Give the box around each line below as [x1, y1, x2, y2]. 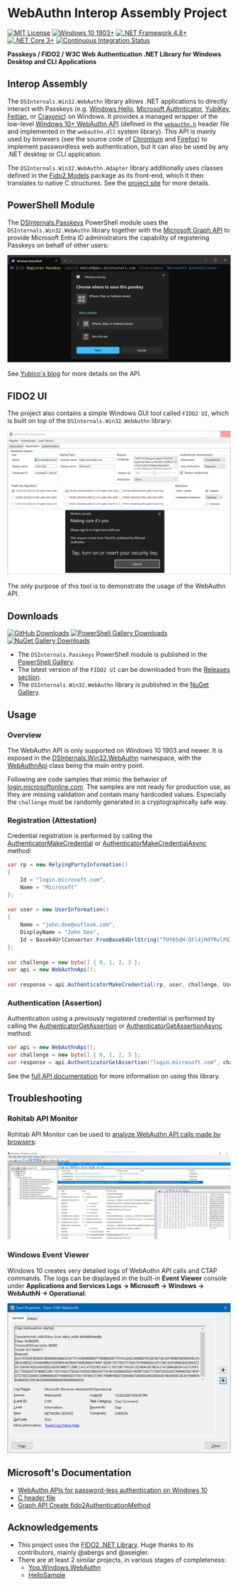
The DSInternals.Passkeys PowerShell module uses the [7, 218, 169, 227]
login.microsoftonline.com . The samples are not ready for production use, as [7, 782, 231, 791]
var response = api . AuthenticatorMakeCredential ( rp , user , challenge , [7, 981, 220, 989]
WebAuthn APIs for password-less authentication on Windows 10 [17, 1486, 208, 1494]
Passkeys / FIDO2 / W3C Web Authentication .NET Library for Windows [7, 50, 222, 58]
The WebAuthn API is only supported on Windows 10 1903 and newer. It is [7, 746, 223, 754]
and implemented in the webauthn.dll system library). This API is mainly [7, 127, 217, 136]
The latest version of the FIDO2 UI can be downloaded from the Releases [17, 665, 230, 674]
